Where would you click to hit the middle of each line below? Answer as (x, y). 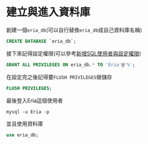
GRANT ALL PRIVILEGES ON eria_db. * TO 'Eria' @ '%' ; (71, 65)
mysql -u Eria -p (28, 112)
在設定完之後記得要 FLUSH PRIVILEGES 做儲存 (59, 77)
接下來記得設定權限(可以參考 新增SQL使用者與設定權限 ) (74, 53)
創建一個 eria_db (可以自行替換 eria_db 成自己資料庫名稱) (74, 30)
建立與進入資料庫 (49, 12)
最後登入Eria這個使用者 (35, 100)
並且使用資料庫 (25, 124)
